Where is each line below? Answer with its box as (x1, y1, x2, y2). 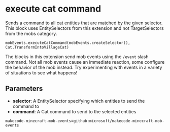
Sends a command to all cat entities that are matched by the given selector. (5, 20, 163, 26)
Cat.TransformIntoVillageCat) (5, 45, 70, 50)
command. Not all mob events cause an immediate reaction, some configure (5, 59, 165, 65)
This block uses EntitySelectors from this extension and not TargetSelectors (5, 25, 164, 31)
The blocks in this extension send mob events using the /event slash (5, 54, 149, 60)
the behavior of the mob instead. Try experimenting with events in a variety (5, 64, 162, 70)
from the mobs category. (5, 30, 57, 36)
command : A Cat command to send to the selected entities (12, 108, 137, 114)
